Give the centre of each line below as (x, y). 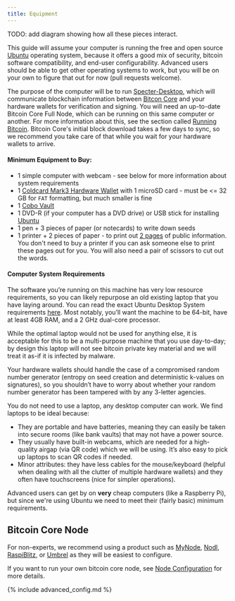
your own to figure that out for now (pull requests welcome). (94, 78)
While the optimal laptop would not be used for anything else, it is (102, 334)
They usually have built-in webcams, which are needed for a (105, 442)
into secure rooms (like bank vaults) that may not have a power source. (120, 435)
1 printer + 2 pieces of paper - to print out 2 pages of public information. (122, 235)
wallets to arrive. (31, 144)
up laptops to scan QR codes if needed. (75, 457)
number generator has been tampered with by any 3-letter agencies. (107, 392)
